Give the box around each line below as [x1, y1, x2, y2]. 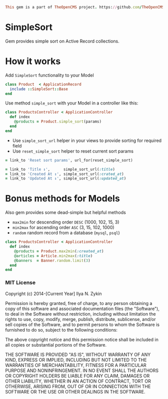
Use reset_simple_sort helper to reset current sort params [12, 148, 134, 154]
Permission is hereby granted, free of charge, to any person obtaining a [5, 300, 152, 306]
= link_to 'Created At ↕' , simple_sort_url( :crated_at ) [5, 171, 124, 176]
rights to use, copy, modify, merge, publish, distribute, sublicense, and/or [5, 316, 156, 322]
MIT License [5, 279, 36, 286]
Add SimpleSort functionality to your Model [5, 72, 94, 78]
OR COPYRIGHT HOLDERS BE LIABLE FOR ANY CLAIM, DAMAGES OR [5, 372, 150, 378]
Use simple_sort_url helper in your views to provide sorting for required [12, 137, 161, 143]
